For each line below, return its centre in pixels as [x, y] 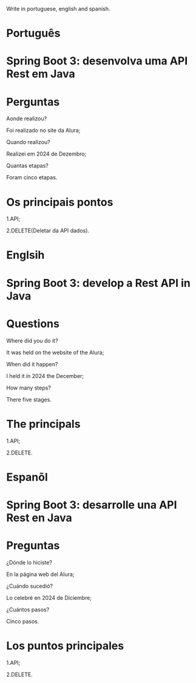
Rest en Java [39, 517]
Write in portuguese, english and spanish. [58, 9]
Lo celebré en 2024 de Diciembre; [49, 597]
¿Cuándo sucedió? [30, 586]
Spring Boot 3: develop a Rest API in [99, 283]
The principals [43, 424]
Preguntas [33, 546]
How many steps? [29, 388]
